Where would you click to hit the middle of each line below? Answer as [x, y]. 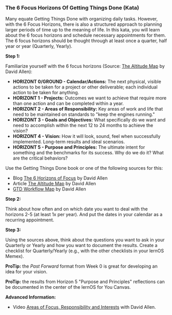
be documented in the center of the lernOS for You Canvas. [68, 287]
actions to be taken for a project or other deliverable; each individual [85, 87]
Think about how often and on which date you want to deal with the [77, 209]
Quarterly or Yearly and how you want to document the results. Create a [81, 246]
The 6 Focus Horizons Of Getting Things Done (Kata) [72, 8]
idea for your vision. [26, 272]
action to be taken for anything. [46, 93]
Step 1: [13, 56]
